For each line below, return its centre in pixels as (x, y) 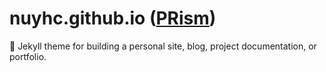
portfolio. (28, 56)
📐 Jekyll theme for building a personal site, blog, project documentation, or (163, 46)
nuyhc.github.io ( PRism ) (113, 18)
